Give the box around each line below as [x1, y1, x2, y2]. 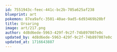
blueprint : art [5, 12, 37, 17]
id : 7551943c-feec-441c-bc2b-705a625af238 [5, 7, 95, 12]
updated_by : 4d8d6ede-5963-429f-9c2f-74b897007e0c [5, 35, 113, 40]
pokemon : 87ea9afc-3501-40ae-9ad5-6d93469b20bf [5, 16, 106, 21]
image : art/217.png [5, 26, 46, 31]
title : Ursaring [5, 21, 39, 26]
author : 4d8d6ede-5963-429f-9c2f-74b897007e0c [5, 30, 104, 35]
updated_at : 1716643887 [5, 40, 55, 45]
